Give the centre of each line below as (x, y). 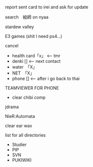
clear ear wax (19, 126)
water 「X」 (24, 67)
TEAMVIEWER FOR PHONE (32, 88)
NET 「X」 (23, 73)
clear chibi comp (29, 97)
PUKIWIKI (22, 160)
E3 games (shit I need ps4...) (34, 36)
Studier (19, 145)
